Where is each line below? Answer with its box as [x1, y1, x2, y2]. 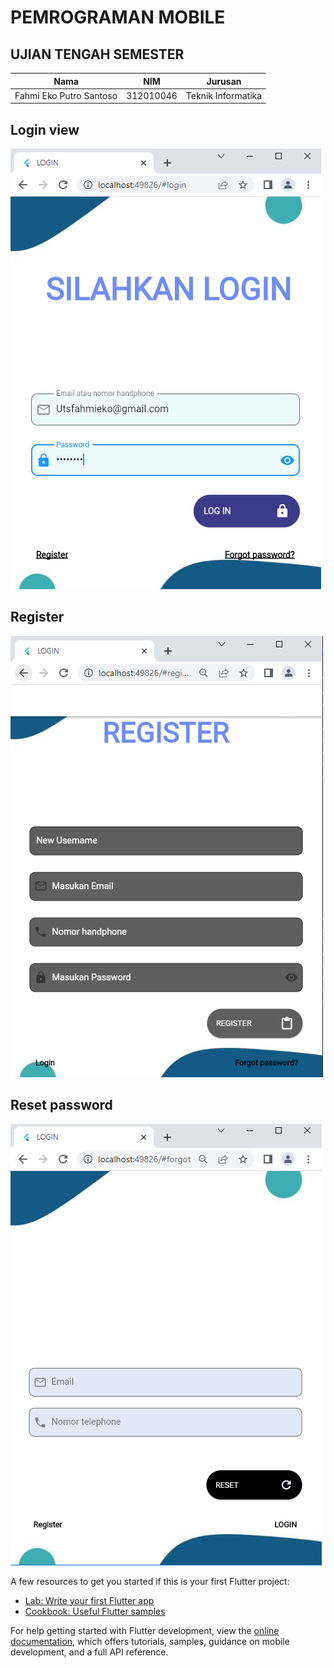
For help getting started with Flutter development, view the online [10, 1624, 280, 1636]
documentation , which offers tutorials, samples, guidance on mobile [10, 1635, 290, 1647]
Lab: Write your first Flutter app [24, 1594, 155, 1606]
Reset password [10, 1097, 113, 1114]
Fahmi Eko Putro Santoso [14, 89, 118, 101]
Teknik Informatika [185, 89, 263, 101]
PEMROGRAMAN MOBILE [10, 6, 226, 29]
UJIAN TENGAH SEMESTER [10, 46, 185, 63]
